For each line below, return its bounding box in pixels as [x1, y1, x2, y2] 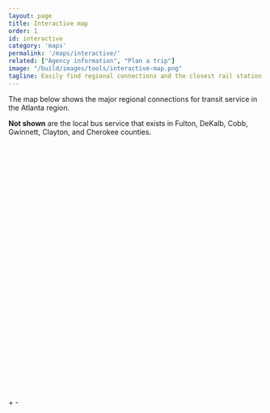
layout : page [8, 11, 53, 20]
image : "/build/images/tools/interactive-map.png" [8, 65, 183, 73]
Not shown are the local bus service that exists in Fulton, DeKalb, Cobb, [8, 118, 248, 128]
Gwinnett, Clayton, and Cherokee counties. [8, 127, 152, 137]
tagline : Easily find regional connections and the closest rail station [8, 72, 263, 80]
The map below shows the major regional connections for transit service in [8, 94, 258, 103]
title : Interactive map [8, 19, 89, 27]
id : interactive [8, 34, 63, 43]
